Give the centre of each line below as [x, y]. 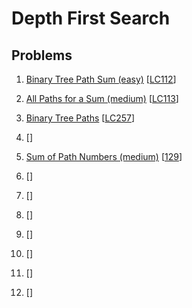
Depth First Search [91, 18]
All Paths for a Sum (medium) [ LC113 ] [102, 98]
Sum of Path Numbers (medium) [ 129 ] [104, 156]
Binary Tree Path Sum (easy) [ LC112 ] [101, 79]
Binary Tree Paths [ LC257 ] [80, 118]
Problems [42, 55]
